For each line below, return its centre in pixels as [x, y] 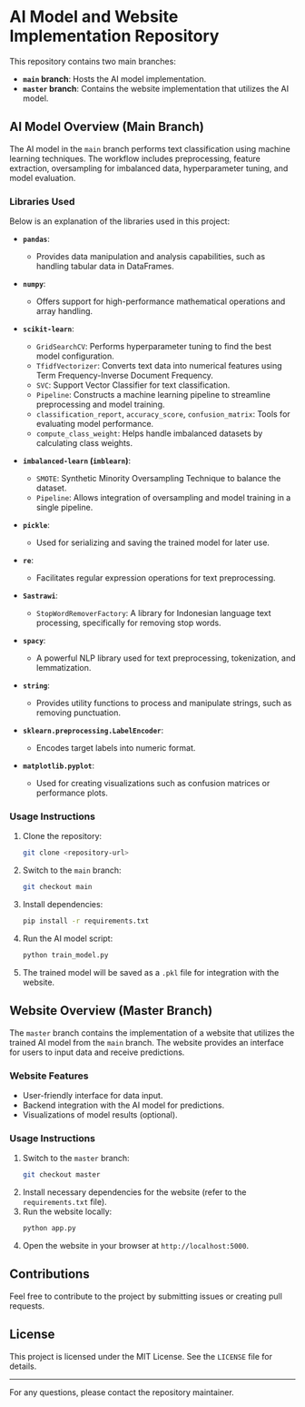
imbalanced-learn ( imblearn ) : [77, 461]
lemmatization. [64, 668]
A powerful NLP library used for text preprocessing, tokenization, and [166, 658]
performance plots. [72, 793]
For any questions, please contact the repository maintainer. [122, 1392]
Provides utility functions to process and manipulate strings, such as [164, 703]
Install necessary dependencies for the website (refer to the [134, 1192]
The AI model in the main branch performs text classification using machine [150, 148]
